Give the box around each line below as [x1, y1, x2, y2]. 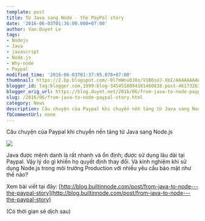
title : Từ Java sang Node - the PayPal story [6, 15, 124, 21]
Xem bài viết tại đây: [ [6, 183, 61, 190]
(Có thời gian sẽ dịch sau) [6, 208, 71, 215]
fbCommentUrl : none [6, 111, 56, 118]
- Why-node [6, 60, 34, 66]
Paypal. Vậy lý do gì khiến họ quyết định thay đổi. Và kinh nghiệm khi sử [6, 158, 187, 165]
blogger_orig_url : [6, 89, 53, 95]
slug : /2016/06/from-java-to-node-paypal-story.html [6, 94, 143, 100]
